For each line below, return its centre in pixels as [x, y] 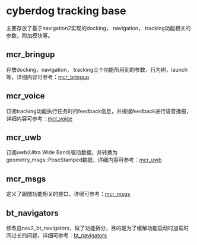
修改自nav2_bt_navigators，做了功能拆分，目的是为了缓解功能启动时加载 [95, 228]
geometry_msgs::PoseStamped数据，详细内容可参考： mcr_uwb [84, 160]
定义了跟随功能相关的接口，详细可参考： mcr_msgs [68, 194]
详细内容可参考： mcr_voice [39, 118]
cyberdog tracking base [66, 11]
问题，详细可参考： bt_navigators [67, 235]
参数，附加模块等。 [30, 35]
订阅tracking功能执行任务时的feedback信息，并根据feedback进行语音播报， [99, 111]
